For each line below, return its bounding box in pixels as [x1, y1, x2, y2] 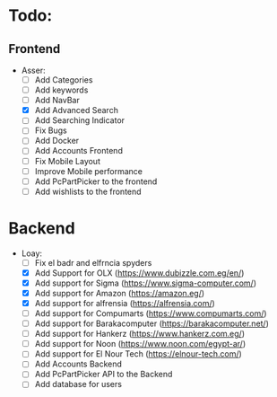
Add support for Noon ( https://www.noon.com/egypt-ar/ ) [34, 339, 247, 349]
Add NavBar [34, 95, 80, 106]
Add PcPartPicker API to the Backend [34, 369, 173, 380]
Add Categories [34, 75, 93, 85]
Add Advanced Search [34, 105, 118, 116]
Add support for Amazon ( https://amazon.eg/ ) [34, 287, 205, 298]
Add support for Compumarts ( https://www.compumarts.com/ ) [34, 308, 267, 319]
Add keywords [34, 84, 89, 95]
